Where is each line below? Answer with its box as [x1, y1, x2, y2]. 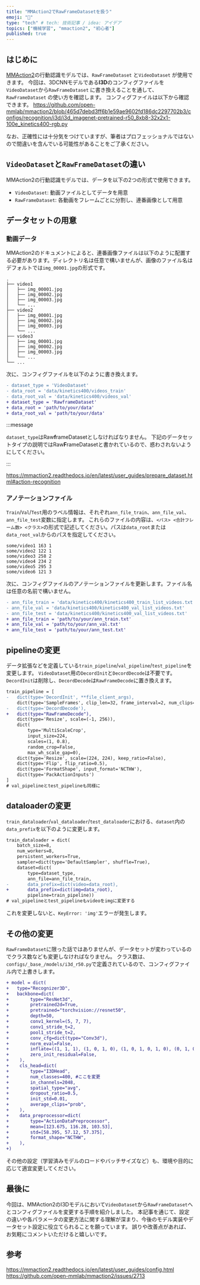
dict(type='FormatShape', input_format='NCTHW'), [17, 766, 143, 772]
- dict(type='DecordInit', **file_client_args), [6, 694, 135, 700]
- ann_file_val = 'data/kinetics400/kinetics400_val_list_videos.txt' [6, 605, 185, 611]
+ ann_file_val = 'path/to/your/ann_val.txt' [6, 622, 121, 628]
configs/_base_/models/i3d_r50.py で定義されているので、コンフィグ [6, 960, 174, 968]
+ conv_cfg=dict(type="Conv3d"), [6, 1035, 108, 1041]
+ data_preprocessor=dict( [6, 1112, 82, 1118]
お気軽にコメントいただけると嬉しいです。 [6, 1230, 110, 1237]
